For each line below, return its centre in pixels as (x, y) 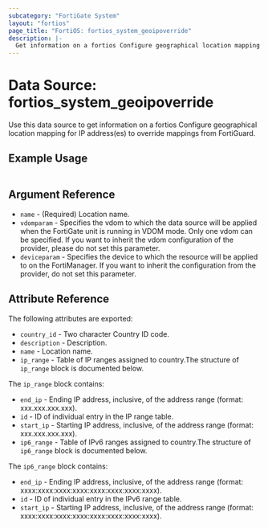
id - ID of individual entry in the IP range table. (97, 416)
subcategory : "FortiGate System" (64, 16)
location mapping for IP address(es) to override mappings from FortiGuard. (132, 133)
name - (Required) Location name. (75, 214)
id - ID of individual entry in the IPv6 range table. (101, 498)
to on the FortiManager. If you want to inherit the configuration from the (138, 265)
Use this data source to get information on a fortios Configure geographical (133, 125)
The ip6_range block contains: (58, 466)
